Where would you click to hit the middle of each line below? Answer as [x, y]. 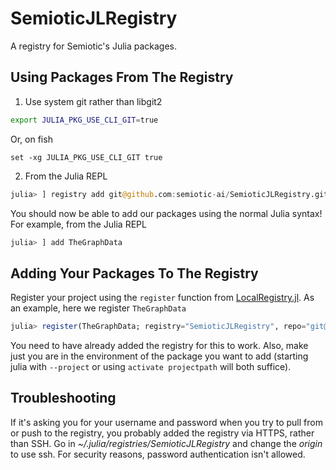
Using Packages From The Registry [122, 77]
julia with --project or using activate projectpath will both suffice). [151, 367]
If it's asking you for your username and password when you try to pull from [166, 422]
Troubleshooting [63, 398]
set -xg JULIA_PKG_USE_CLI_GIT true [86, 157]
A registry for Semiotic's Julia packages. [94, 46]
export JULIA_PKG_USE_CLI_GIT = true [84, 120]
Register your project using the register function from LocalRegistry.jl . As [162, 298]
